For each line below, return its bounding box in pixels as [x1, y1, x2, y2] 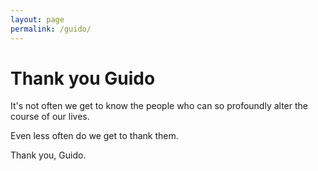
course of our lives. [10, 111, 90, 123]
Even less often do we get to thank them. [10, 130, 179, 142]
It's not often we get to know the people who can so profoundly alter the [10, 100, 308, 112]
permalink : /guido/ [10, 24, 92, 34]
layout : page [10, 14, 65, 25]
